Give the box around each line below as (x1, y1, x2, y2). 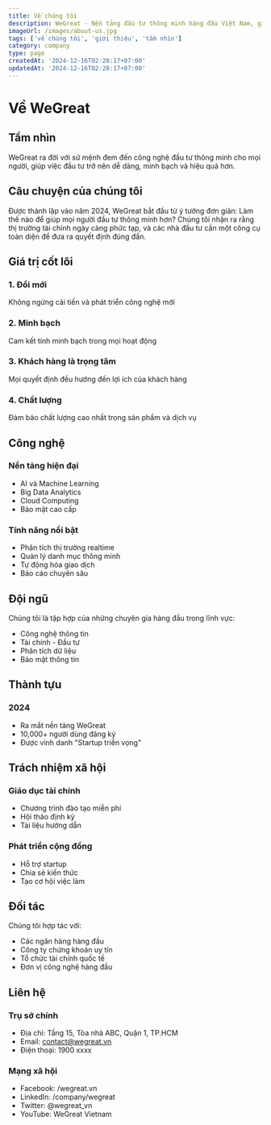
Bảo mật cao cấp (19, 504, 77, 514)
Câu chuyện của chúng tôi (8, 185, 143, 198)
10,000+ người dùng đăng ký (19, 729, 116, 739)
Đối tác (8, 900, 45, 913)
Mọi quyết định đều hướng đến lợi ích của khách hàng (8, 374, 187, 384)
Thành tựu (8, 678, 62, 692)
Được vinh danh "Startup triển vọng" (19, 737, 142, 747)
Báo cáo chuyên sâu (19, 569, 89, 578)
